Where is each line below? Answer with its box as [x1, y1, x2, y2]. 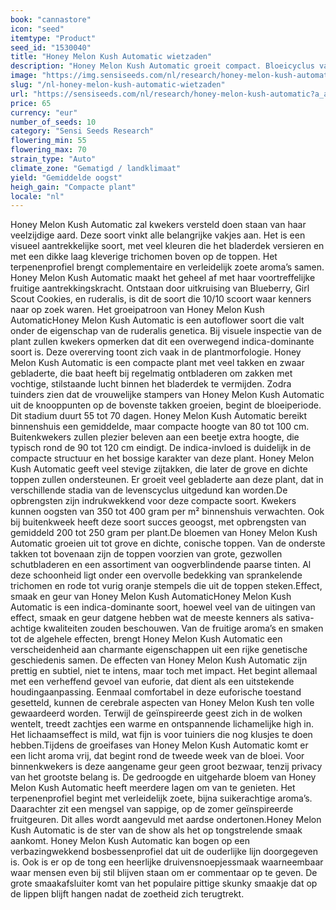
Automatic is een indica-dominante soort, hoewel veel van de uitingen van [10, 601, 316, 613]
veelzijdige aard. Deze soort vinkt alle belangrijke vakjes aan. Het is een [10, 229, 306, 241]
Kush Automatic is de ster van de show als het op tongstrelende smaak [10, 824, 303, 836]
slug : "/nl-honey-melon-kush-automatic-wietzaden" [10, 80, 226, 90]
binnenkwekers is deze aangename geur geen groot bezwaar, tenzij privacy [10, 761, 323, 773]
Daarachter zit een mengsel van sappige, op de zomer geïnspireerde [10, 803, 294, 815]
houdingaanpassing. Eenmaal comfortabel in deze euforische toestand [10, 686, 302, 698]
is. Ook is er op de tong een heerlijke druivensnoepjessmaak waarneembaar [10, 856, 324, 868]
